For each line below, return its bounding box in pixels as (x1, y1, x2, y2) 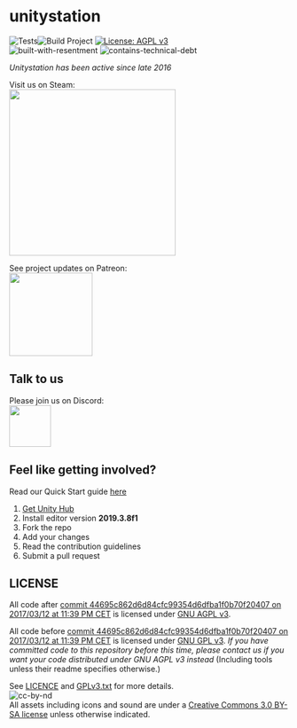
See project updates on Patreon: (9, 262, 128, 273)
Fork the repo (21, 521, 73, 533)
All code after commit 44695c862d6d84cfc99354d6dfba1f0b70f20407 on (9, 599, 282, 610)
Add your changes (21, 531, 90, 542)
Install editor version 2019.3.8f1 (21, 513, 139, 523)
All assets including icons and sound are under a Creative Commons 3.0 (9, 700, 273, 710)
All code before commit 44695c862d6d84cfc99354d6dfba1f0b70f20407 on (9, 626, 289, 637)
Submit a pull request (21, 550, 100, 560)
